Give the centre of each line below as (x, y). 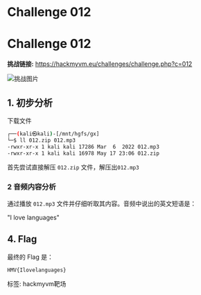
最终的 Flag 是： (30, 257)
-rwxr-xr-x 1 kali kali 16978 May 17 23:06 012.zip (83, 153)
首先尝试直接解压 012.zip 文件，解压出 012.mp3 (73, 167)
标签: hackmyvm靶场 (37, 284)
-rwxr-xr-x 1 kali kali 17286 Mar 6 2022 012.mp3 (83, 146)
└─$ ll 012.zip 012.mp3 (42, 140)
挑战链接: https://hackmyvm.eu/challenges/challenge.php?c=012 (100, 64)
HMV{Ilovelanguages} (37, 270)
